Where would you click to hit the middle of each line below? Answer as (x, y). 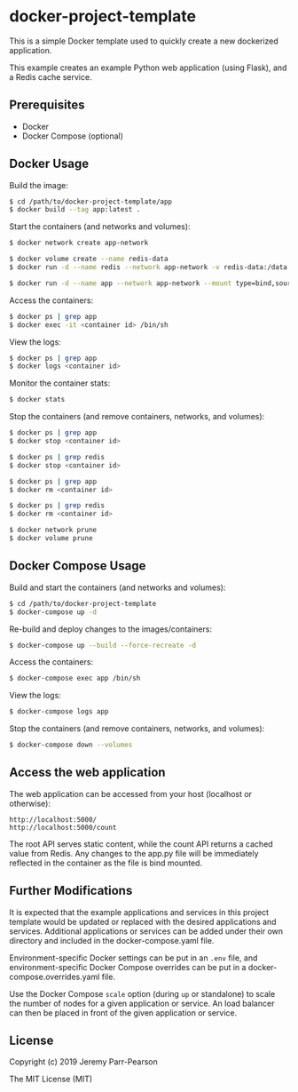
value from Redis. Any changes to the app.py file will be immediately (134, 853)
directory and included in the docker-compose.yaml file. (112, 940)
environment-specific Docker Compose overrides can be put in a (128, 967)
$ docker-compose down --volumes (71, 745)
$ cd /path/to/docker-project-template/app (91, 202)
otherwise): (30, 803)
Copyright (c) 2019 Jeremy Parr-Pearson (83, 1062)
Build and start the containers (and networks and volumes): (118, 587)
